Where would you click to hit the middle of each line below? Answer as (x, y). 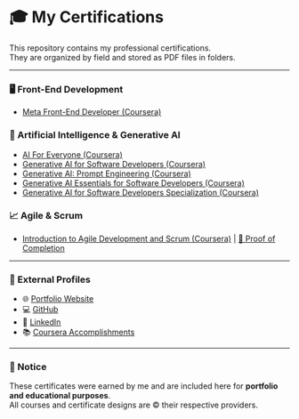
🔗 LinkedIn (41, 322)
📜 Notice (28, 367)
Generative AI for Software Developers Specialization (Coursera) (141, 192)
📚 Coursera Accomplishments (78, 332)
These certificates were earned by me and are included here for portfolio (144, 386)
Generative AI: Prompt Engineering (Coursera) (106, 173)
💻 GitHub (40, 310)
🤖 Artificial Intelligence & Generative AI (95, 135)
